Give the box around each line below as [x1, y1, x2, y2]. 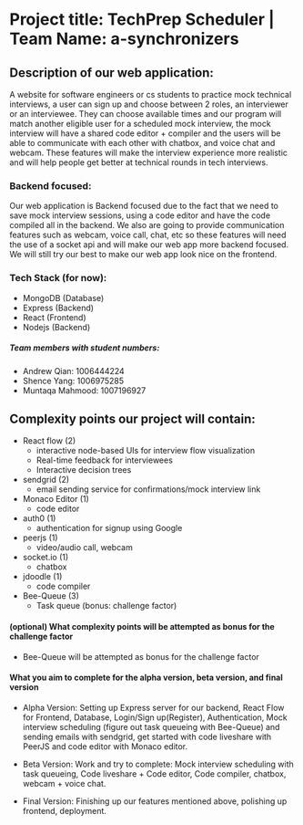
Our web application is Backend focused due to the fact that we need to [9, 201, 279, 212]
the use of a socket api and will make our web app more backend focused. [9, 239, 289, 250]
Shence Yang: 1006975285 [22, 375, 125, 386]
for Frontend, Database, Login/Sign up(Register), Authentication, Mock [22, 712, 288, 723]
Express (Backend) [22, 302, 94, 313]
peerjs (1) [22, 532, 58, 543]
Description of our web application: [9, 65, 214, 80]
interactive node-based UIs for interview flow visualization [35, 445, 256, 456]
